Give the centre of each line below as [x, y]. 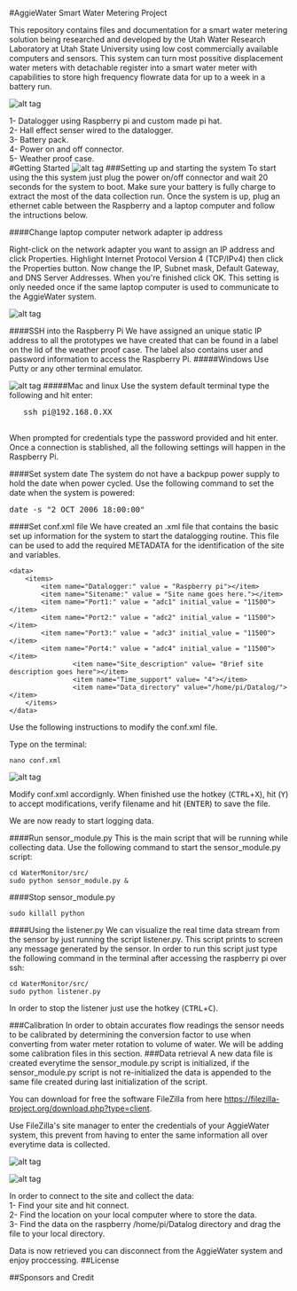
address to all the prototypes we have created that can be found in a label [144, 340]
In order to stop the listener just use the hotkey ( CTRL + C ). [114, 1008]
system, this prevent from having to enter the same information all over [139, 1135]
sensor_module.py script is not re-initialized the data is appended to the [141, 1072]
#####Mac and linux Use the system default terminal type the [156, 386]
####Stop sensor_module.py [62, 897]
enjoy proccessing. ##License [64, 1260]
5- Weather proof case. [52, 158]
